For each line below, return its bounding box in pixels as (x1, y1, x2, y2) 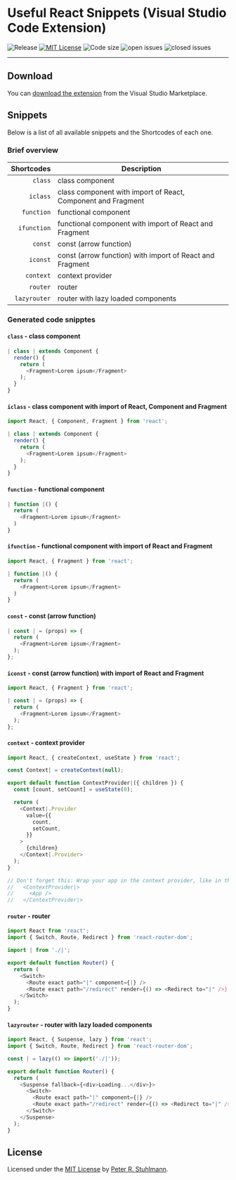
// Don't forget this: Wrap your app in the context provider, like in (7, 877, 221, 884)
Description (122, 163, 162, 173)
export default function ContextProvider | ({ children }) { (7, 779, 184, 786)
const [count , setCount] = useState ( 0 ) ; (13, 786, 133, 793)
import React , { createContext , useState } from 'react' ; (7, 754, 181, 761)
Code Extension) (7, 20, 107, 36)
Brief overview (7, 146, 58, 156)
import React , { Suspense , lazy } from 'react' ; (7, 1036, 152, 1043)
